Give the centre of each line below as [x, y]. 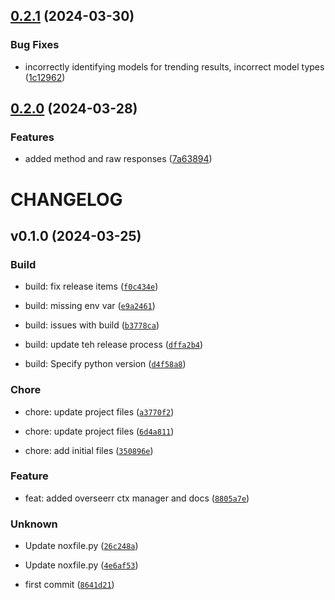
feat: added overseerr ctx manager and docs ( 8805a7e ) [137, 498]
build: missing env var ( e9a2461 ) [90, 306]
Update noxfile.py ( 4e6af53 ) [81, 565]
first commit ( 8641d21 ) [69, 585]
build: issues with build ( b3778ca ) [92, 325]
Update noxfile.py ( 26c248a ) [81, 546]
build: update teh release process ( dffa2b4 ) [114, 345]
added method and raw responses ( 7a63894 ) [118, 159]
